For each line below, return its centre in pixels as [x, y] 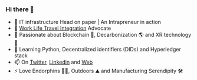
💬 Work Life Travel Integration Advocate [63, 28]
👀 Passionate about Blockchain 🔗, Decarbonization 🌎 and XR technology [103, 35]
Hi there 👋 [20, 9]
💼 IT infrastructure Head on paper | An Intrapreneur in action [88, 22]
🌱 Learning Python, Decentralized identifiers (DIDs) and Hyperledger [97, 50]
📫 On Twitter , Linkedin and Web [53, 62]
